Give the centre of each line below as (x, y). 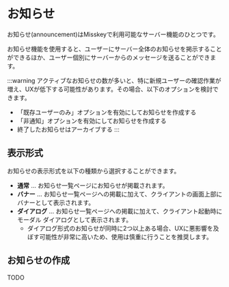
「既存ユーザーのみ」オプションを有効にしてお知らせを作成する (107, 112)
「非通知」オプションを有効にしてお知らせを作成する (92, 121)
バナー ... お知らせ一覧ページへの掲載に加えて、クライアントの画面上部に (120, 194)
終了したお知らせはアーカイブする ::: (68, 129)
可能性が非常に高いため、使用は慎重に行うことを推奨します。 (126, 236)
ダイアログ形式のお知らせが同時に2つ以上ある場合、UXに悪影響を (120, 228)
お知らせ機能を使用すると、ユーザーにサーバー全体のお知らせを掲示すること (114, 49)
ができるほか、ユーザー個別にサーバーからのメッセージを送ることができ (109, 57)
